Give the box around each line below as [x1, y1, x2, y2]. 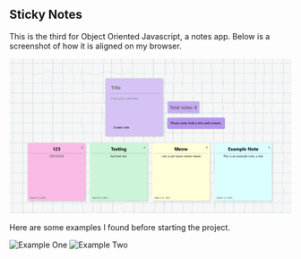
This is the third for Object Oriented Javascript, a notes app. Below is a [9, 30, 271, 41]
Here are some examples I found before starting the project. [9, 221, 231, 232]
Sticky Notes [9, 7, 83, 22]
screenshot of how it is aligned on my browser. [9, 40, 182, 51]
